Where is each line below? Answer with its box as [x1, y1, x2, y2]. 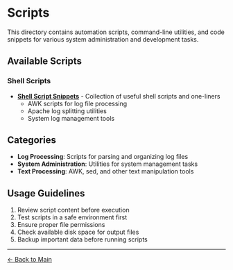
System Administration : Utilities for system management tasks [17, 160, 198, 168]
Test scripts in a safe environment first [17, 213, 128, 221]
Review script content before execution [17, 206, 130, 214]
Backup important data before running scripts [17, 235, 148, 244]
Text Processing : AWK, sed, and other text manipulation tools [17, 167, 194, 176]
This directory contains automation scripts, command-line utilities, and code [7, 28, 225, 36]
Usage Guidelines [7, 187, 85, 199]
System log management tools [27, 114, 115, 122]
